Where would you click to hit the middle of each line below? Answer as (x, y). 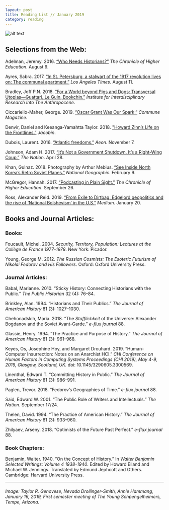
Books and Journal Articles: (50, 219)
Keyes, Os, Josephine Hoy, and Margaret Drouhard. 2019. (65, 349)
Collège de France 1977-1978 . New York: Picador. (57, 249)
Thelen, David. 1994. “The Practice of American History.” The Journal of (80, 415)
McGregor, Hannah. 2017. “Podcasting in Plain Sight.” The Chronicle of (78, 182)
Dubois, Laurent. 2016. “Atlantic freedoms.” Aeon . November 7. (70, 142)
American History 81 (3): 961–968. (40, 339)
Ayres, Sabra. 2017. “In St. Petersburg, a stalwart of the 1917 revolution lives (83, 77)
